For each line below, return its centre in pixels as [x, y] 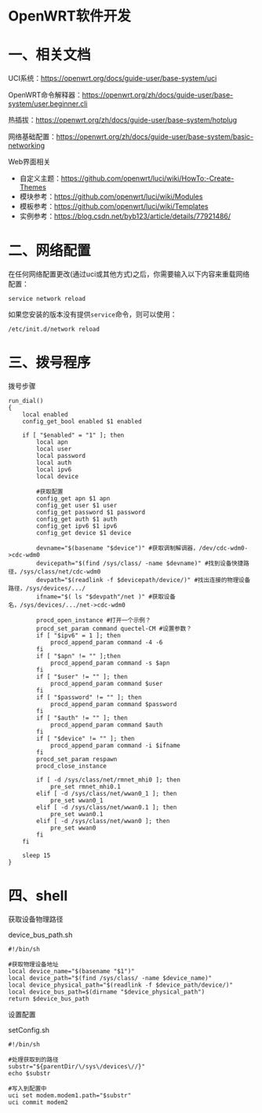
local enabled [45, 415]
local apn [52, 442]
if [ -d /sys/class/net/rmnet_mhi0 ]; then [108, 780]
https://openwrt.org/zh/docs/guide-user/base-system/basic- [155, 137]
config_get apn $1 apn [73, 499]
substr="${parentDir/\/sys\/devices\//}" [77, 1066]
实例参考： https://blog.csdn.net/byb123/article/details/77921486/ [125, 216]
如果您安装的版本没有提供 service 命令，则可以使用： [93, 314]
